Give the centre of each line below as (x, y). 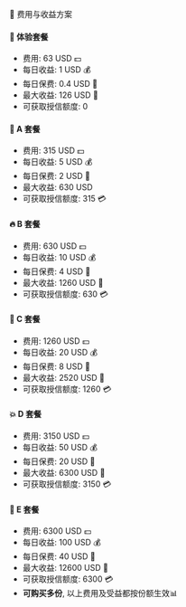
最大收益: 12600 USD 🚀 (65, 568)
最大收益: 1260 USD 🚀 (63, 282)
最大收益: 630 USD (57, 187)
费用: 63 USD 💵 (52, 59)
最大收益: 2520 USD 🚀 (64, 377)
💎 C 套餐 (25, 319)
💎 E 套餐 (24, 509)
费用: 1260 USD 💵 (56, 341)
